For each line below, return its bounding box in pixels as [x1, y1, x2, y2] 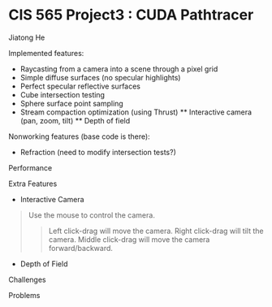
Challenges [8, 275, 46, 284]
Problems [8, 290, 41, 300]
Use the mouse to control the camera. [28, 210, 156, 220]
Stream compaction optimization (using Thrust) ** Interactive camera [19, 107, 253, 117]
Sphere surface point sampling [19, 98, 123, 108]
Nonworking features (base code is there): [8, 132, 150, 141]
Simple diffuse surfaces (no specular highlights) [19, 72, 181, 82]
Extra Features [8, 179, 58, 188]
